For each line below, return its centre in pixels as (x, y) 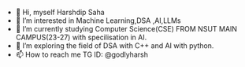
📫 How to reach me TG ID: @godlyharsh (82, 54)
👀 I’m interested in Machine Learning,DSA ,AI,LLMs (98, 20)
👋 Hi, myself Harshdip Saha (60, 12)
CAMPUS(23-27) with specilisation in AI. (81, 37)
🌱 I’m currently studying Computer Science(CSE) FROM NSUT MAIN (126, 29)
